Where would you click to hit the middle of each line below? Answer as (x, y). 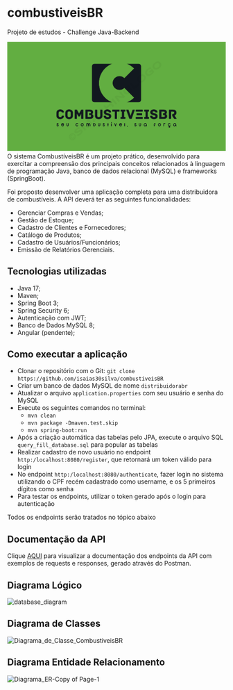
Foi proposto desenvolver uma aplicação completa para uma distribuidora (113, 192)
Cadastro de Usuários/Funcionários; (69, 242)
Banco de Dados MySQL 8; (56, 325)
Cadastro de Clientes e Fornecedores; (71, 227)
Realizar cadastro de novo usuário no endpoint (84, 452)
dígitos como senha (45, 489)
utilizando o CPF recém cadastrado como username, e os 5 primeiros (116, 482)
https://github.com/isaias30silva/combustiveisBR (90, 379)
